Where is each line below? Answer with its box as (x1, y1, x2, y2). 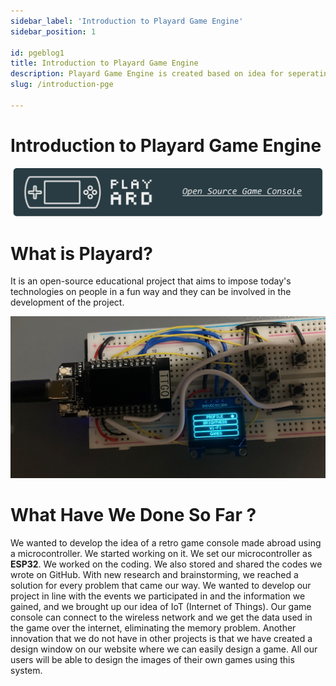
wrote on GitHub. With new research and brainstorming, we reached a (10, 568, 299, 580)
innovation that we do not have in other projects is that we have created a (10, 632, 313, 644)
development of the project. (10, 296, 125, 309)
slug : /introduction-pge (10, 80, 114, 90)
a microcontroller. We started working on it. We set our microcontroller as (10, 547, 313, 559)
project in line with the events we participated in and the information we (10, 590, 306, 602)
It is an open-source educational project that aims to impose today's (10, 275, 292, 287)
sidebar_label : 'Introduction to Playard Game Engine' (10, 16, 244, 26)
